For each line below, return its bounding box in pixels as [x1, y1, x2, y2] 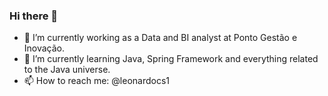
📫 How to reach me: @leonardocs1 [23, 75, 171, 87]
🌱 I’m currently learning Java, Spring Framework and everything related [23, 53, 319, 65]
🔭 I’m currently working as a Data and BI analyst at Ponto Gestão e [23, 32, 298, 44]
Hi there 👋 [9, 9, 59, 23]
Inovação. [23, 42, 66, 54]
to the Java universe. [23, 64, 111, 76]
